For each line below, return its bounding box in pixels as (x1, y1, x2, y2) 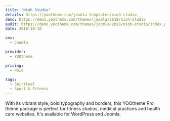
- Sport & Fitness (10, 87, 49, 92)
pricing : (5, 63, 24, 68)
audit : (5, 21, 19, 27)
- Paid (10, 68, 24, 73)
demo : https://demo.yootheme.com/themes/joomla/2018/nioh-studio (5, 17, 146, 22)
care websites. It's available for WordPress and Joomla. (5, 111, 121, 117)
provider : (5, 49, 26, 54)
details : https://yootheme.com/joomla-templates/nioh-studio (5, 12, 137, 17)
